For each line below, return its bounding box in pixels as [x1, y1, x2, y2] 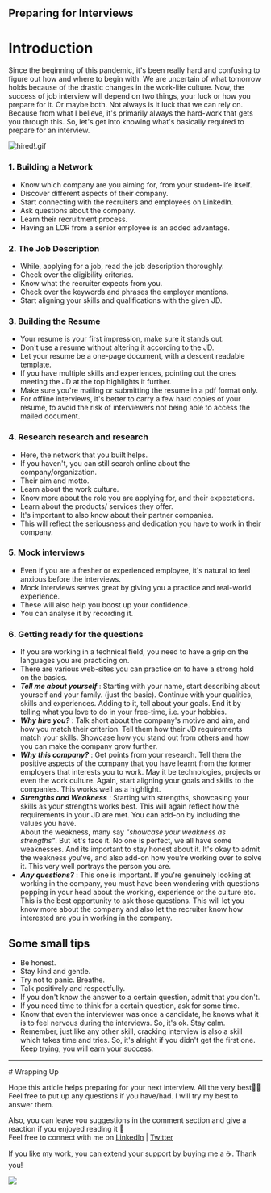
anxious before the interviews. [19, 573, 121, 584]
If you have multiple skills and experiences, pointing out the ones [19, 368, 236, 378]
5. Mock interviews [8, 547, 85, 558]
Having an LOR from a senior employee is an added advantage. [19, 222, 231, 233]
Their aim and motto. [19, 476, 90, 485]
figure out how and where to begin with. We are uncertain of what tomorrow [8, 74, 261, 84]
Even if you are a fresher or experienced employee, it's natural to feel [19, 565, 251, 575]
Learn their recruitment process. [19, 214, 128, 224]
